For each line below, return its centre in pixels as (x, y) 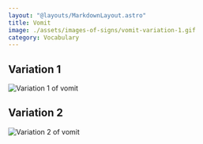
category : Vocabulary (44, 37)
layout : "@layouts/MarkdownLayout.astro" (77, 15)
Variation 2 (36, 113)
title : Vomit (30, 23)
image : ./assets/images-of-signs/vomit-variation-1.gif (102, 30)
